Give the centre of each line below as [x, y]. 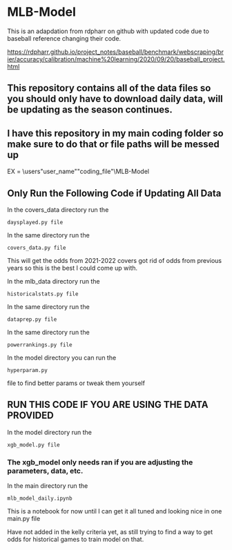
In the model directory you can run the [62, 357]
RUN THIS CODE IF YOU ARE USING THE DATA [108, 405]
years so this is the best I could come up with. [72, 268]
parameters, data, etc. [45, 471]
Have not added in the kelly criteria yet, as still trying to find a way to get [110, 532]
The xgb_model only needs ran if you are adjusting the [100, 462]
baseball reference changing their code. [64, 38]
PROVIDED [30, 416]
